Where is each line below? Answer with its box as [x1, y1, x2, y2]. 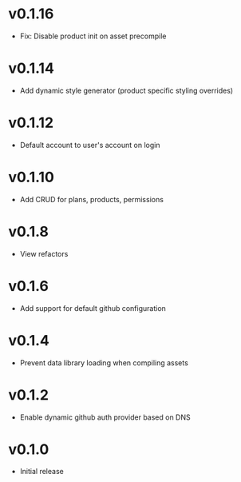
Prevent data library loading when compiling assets [19, 357, 189, 368]
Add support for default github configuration [19, 303, 166, 313]
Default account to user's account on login [19, 140, 160, 149]
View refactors [19, 249, 69, 258]
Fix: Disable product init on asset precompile [19, 31, 167, 41]
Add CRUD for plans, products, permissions [19, 194, 164, 204]
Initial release [19, 467, 64, 476]
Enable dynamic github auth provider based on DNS [19, 412, 191, 422]
